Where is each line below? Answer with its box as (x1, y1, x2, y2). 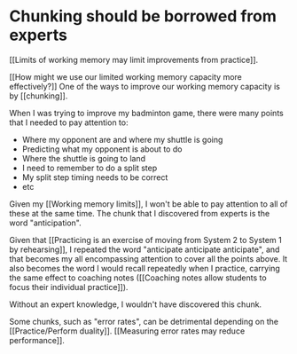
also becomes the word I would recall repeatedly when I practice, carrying (9, 263, 281, 273)
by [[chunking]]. (9, 90, 68, 101)
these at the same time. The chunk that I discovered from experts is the (9, 208, 270, 218)
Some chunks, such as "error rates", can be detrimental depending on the (9, 316, 279, 326)
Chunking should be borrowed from (9, 6, 277, 27)
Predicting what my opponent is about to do (21, 144, 183, 154)
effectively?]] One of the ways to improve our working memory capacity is (9, 81, 281, 91)
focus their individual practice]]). (9, 281, 129, 292)
